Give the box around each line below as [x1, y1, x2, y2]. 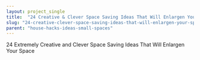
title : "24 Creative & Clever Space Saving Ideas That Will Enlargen [6, 14, 185, 20]
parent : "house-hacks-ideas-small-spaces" [6, 25, 113, 31]
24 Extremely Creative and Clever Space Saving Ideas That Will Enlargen [6, 41, 185, 48]
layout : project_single [6, 8, 65, 15]
